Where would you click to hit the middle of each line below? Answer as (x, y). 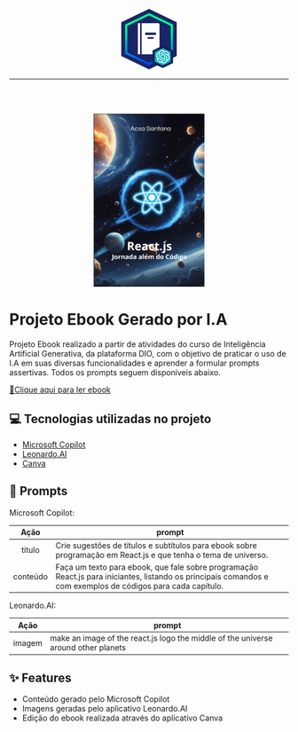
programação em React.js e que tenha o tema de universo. (162, 555)
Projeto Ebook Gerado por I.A (118, 320)
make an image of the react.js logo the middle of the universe (161, 638)
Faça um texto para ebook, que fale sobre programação (157, 567)
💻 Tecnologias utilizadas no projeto (110, 418)
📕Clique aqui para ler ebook (60, 390)
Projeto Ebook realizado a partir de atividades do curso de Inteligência (137, 344)
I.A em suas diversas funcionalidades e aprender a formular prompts (134, 363)
